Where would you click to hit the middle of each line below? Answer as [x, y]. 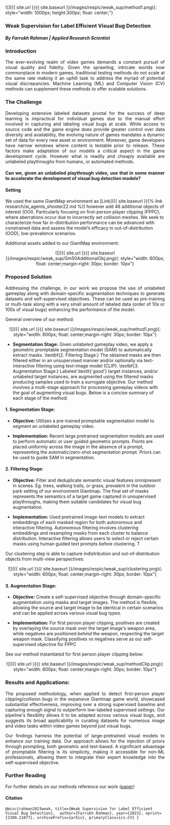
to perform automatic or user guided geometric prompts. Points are [83, 441]
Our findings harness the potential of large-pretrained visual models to [85, 735]
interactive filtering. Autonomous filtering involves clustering [75, 528]
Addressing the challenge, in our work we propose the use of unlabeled [85, 288]
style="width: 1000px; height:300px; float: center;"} [59, 13]
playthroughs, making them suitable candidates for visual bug [77, 502]
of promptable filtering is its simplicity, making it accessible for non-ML [85, 752]
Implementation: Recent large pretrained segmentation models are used [88, 436]
